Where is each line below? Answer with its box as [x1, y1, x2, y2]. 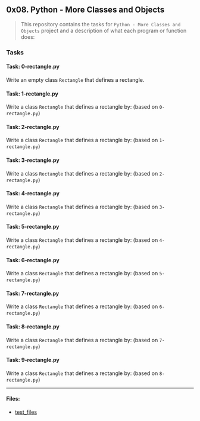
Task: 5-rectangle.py [6, 223, 60, 231]
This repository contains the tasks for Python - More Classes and [20, 20, 181, 27]
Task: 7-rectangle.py [6, 290, 60, 297]
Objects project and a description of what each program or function [20, 27, 187, 34]
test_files [14, 408, 37, 416]
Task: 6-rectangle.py [6, 256, 60, 263]
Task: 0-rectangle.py [6, 63, 60, 70]
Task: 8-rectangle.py [6, 322, 60, 330]
